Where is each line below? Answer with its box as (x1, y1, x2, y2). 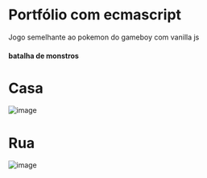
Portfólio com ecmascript (8, 6, 182, 24)
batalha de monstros (8, 51, 79, 60)
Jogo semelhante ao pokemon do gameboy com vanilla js (8, 32, 200, 42)
